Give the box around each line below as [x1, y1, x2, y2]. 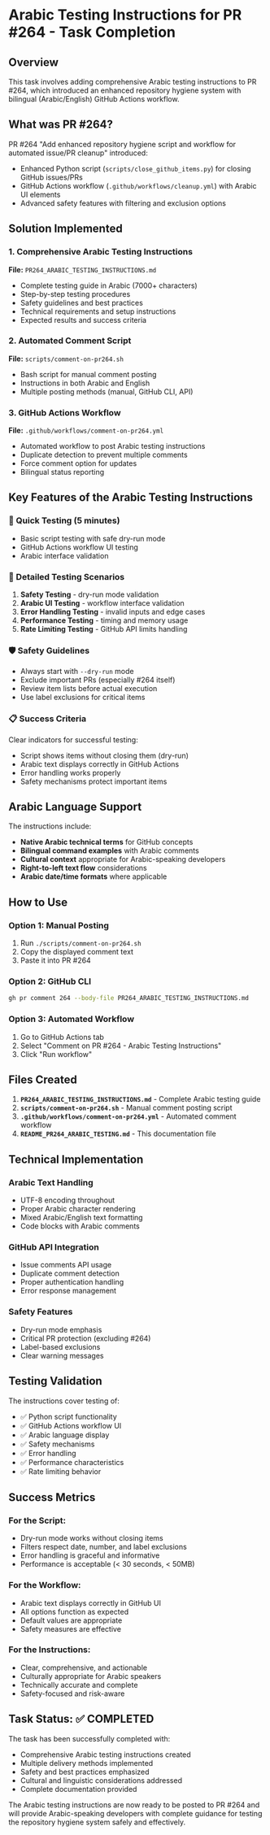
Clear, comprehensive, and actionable [20, 1663, 148, 1672]
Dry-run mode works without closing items [20, 1533, 164, 1543]
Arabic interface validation [20, 550, 109, 560]
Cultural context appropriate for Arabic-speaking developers [20, 854, 226, 864]
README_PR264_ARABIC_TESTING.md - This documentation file [20, 1128, 217, 1139]
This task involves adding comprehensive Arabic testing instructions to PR [8, 77, 257, 86]
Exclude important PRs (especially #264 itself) [20, 675, 176, 685]
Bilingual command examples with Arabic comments [20, 846, 199, 855]
